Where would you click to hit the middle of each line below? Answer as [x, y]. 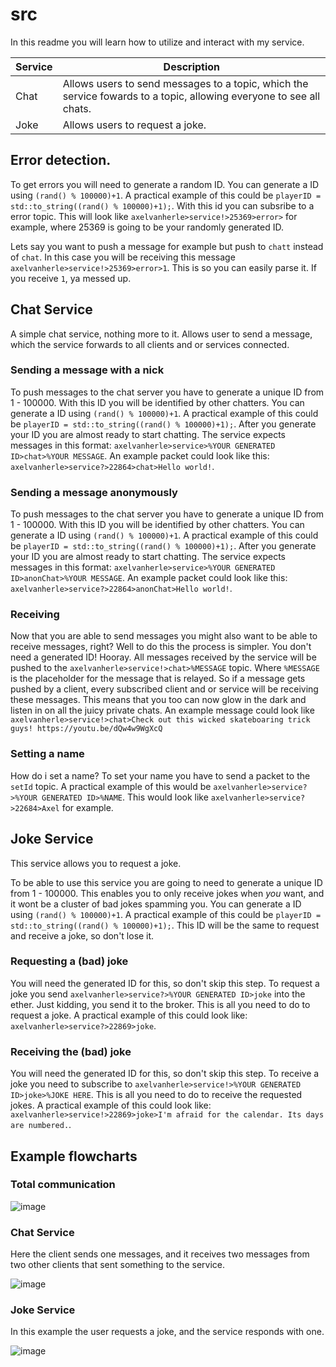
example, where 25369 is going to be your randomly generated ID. [147, 227]
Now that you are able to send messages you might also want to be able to [164, 636]
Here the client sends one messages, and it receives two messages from [160, 1254]
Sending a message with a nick [87, 370]
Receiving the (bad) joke [71, 1051]
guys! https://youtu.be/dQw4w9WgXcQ [86, 729]
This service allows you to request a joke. [96, 863]
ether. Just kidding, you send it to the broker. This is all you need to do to [160, 1004]
